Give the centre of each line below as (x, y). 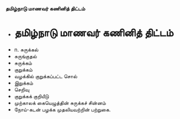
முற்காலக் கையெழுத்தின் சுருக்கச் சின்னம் (60, 102)
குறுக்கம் (23, 69)
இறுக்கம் (24, 83)
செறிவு (22, 89)
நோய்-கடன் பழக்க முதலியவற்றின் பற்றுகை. (62, 110)
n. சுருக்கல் (26, 49)
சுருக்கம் (23, 63)
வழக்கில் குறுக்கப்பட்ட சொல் (45, 76)
